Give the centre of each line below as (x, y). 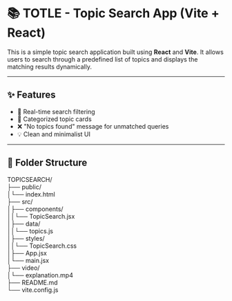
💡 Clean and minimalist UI (54, 134)
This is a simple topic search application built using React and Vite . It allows (116, 52)
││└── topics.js (30, 231)
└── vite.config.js (33, 290)
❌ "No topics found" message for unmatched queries (93, 126)
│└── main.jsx (28, 260)
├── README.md (32, 282)
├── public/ (24, 187)
